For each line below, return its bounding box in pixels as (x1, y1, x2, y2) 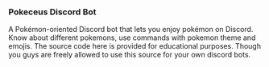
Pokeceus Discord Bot (8, 6, 97, 18)
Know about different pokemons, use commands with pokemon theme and (8, 33, 256, 42)
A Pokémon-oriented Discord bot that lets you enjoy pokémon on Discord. (8, 25, 254, 34)
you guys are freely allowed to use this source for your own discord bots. (8, 50, 251, 60)
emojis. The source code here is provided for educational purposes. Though (8, 41, 262, 51)
